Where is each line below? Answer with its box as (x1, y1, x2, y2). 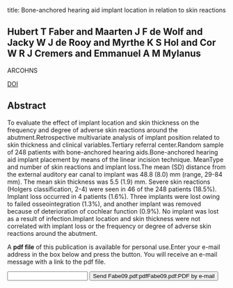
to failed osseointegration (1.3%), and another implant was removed (7, 200, 202, 208)
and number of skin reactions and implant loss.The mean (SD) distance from (7, 163, 226, 171)
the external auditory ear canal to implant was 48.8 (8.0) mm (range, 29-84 (7, 170, 223, 178)
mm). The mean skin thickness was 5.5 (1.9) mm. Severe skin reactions (7, 177, 211, 186)
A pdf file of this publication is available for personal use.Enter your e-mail (7, 243, 220, 251)
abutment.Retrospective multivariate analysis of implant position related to (7, 133, 220, 141)
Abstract (7, 100, 47, 112)
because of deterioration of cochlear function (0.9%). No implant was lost (7, 207, 219, 215)
